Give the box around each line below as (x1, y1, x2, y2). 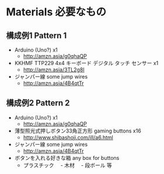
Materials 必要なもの (6, 5, 107, 19)
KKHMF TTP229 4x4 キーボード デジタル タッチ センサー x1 (14, 60, 159, 66)
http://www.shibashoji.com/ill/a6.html (23, 134, 114, 141)
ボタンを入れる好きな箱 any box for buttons (14, 154, 120, 161)
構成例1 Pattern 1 (6, 30, 67, 40)
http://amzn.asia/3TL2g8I (23, 66, 85, 73)
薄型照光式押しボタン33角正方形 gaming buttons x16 (14, 127, 141, 134)
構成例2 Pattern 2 (6, 98, 70, 108)
